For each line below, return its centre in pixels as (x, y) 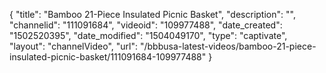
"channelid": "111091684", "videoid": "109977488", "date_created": (146, 25)
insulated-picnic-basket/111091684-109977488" (108, 57)
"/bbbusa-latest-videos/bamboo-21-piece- (228, 46)
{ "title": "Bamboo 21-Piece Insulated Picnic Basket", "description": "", (152, 14)
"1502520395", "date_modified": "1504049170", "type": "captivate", (148, 35)
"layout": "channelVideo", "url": (74, 46)
